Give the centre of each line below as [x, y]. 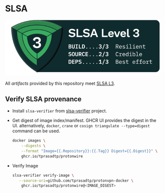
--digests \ [33, 146]
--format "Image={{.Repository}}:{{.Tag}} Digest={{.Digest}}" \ [90, 151]
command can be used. [36, 131]
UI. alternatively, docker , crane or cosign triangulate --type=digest [81, 126]
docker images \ [29, 141]
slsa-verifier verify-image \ [43, 175]
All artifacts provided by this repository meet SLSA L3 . [60, 83]
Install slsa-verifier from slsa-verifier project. [59, 111]
